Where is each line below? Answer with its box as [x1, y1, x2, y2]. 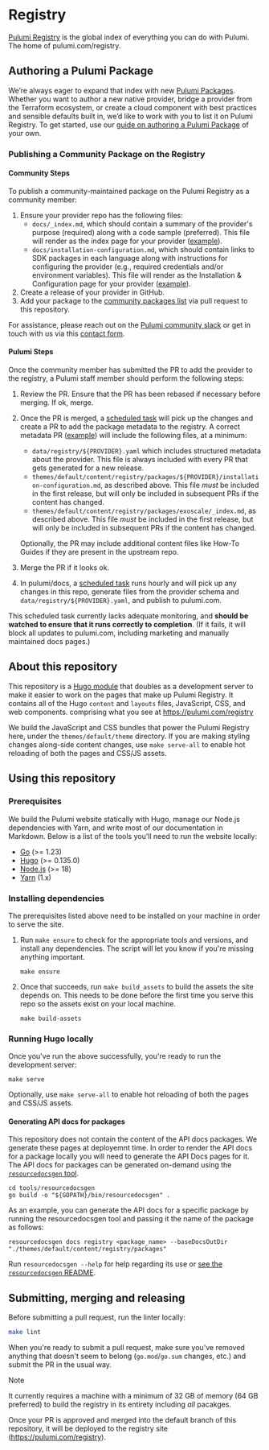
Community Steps [8, 168, 71, 178]
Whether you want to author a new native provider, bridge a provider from [8, 94, 253, 104]
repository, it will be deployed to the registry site [8, 1423, 169, 1434]
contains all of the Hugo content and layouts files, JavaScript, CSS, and [8, 698, 247, 708]
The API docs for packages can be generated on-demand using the [8, 1160, 232, 1170]
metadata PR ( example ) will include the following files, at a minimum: [19, 431, 247, 440]
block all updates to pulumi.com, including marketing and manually [8, 628, 230, 638]
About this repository [8, 660, 118, 674]
